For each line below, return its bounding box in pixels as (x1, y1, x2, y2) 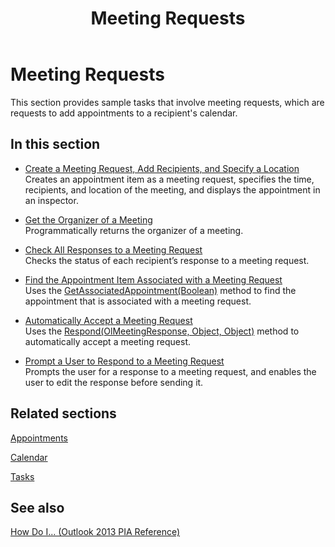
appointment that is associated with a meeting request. (24, 295, 252, 307)
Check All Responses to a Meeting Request (24, 243, 203, 256)
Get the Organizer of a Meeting (24, 213, 153, 226)
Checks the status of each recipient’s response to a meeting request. (24, 254, 310, 266)
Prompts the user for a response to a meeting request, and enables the (24, 365, 317, 377)
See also (10, 499, 65, 516)
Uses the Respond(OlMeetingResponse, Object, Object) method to (24, 325, 300, 337)
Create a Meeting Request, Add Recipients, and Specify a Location (24, 162, 300, 174)
